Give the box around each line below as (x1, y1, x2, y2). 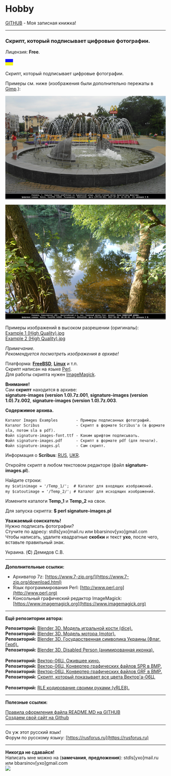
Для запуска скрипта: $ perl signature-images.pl (5, 508, 112, 514)
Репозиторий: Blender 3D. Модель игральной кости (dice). (5, 625, 133, 631)
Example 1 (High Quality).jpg (5, 330, 65, 336)
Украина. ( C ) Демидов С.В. (5, 549, 65, 555)
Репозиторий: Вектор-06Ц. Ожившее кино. (5, 657, 100, 664)
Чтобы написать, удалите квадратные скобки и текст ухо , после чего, (5, 534, 159, 540)
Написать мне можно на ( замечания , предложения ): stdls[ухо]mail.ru (5, 755, 159, 761)
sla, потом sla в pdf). (5, 428, 56, 433)
